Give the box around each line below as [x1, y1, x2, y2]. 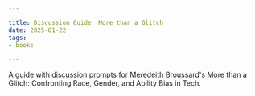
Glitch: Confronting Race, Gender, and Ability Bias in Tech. [8, 78, 201, 88]
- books [8, 41, 35, 49]
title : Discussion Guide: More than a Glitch [8, 18, 163, 26]
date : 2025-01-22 [8, 26, 67, 34]
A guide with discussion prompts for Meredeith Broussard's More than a [8, 70, 248, 80]
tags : [8, 34, 27, 42]
